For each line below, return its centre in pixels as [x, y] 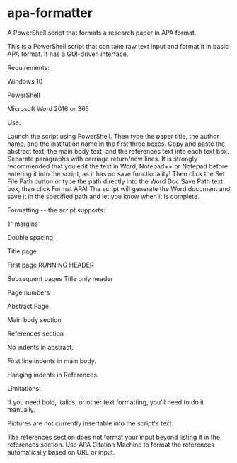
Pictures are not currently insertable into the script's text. [91, 423]
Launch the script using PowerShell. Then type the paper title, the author [113, 136]
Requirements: [28, 67]
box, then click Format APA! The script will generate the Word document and [119, 188]
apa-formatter [50, 13]
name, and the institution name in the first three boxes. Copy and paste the [116, 144]
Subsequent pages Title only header [60, 278]
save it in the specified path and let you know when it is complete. [103, 196]
